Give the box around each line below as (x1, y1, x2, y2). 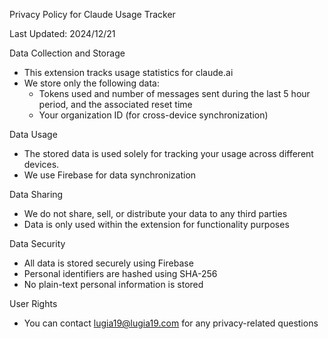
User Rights (9, 298, 58, 309)
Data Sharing (9, 189, 64, 200)
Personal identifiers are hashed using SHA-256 (23, 268, 218, 279)
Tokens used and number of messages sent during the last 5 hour (38, 88, 311, 99)
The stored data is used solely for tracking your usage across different (23, 148, 314, 159)
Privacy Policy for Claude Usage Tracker (9, 9, 176, 20)
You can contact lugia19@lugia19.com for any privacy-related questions (23, 317, 319, 329)
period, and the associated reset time (38, 99, 193, 110)
